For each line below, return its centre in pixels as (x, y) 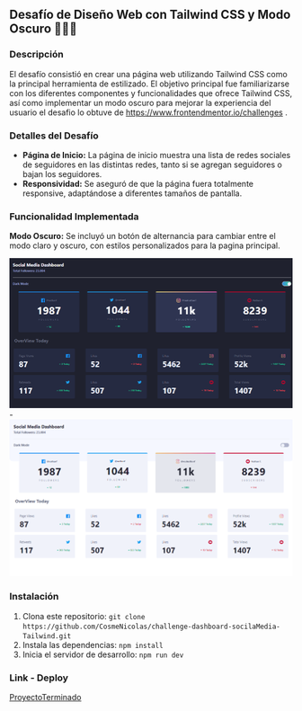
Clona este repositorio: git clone (84, 616)
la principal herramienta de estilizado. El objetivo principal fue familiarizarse (150, 84)
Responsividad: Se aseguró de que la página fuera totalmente (138, 183)
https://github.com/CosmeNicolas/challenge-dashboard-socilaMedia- (151, 627)
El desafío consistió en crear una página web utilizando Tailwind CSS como (148, 74)
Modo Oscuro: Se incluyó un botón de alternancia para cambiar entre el (142, 236)
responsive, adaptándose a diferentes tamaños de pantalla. (132, 193)
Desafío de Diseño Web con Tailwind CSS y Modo (150, 15)
